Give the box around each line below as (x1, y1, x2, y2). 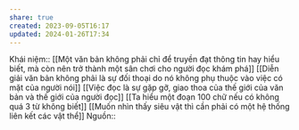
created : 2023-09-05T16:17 (9, 21, 110, 30)
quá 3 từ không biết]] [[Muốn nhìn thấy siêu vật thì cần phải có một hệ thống (9, 102, 290, 112)
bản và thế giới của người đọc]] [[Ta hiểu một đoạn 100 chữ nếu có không (9, 92, 279, 102)
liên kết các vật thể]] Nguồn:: (9, 110, 116, 121)
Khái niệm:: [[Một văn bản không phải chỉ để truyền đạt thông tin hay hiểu (9, 54, 279, 65)
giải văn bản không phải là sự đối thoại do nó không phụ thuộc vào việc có (9, 73, 284, 84)
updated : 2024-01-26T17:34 (9, 29, 110, 38)
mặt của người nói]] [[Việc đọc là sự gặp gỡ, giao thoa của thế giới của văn (9, 82, 284, 93)
